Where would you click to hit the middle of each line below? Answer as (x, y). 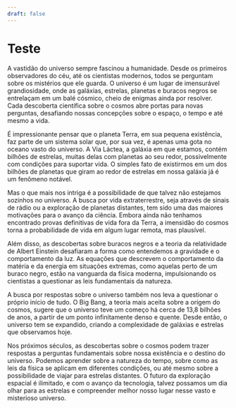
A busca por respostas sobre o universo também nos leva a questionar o (113, 294)
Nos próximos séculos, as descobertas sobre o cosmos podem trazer (108, 345)
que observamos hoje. (40, 332)
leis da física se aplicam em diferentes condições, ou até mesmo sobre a (113, 368)
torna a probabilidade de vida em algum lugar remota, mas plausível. (107, 230)
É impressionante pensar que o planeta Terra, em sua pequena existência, (115, 134)
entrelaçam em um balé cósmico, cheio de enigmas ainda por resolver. (110, 98)
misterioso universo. (37, 397)
